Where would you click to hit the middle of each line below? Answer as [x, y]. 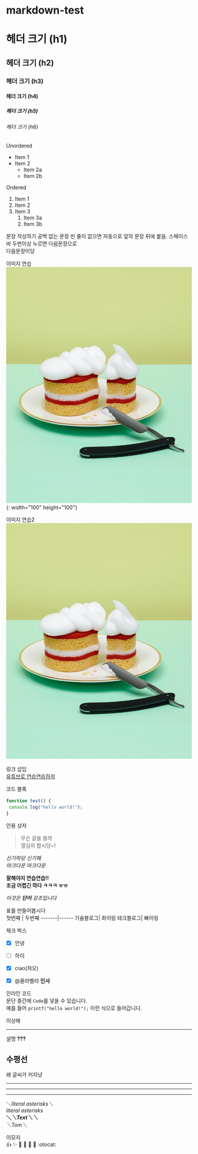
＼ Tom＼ [17, 1124]
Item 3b [33, 224]
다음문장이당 [21, 251]
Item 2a [33, 170]
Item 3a [33, 218]
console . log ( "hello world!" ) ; [46, 808]
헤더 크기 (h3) [25, 81]
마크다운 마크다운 [26, 865]
